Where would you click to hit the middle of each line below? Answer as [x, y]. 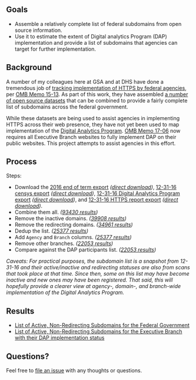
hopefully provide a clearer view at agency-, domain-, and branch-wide [94, 286]
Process [21, 162]
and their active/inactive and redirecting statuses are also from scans [105, 267]
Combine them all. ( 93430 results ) [56, 212]
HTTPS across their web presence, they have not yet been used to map [93, 124]
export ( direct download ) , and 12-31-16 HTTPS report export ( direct [96, 200]
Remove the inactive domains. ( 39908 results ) [70, 219]
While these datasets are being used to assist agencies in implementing [93, 118]
